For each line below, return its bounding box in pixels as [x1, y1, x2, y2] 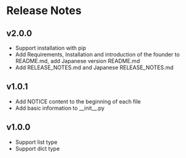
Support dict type [15, 145, 60, 152]
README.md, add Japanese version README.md [15, 58, 140, 64]
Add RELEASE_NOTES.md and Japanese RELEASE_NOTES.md [15, 64, 174, 71]
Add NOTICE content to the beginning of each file [15, 97, 141, 105]
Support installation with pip [15, 44, 87, 51]
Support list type [15, 138, 58, 146]
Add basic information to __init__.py [15, 104, 105, 111]
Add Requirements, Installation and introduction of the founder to [15, 51, 180, 58]
